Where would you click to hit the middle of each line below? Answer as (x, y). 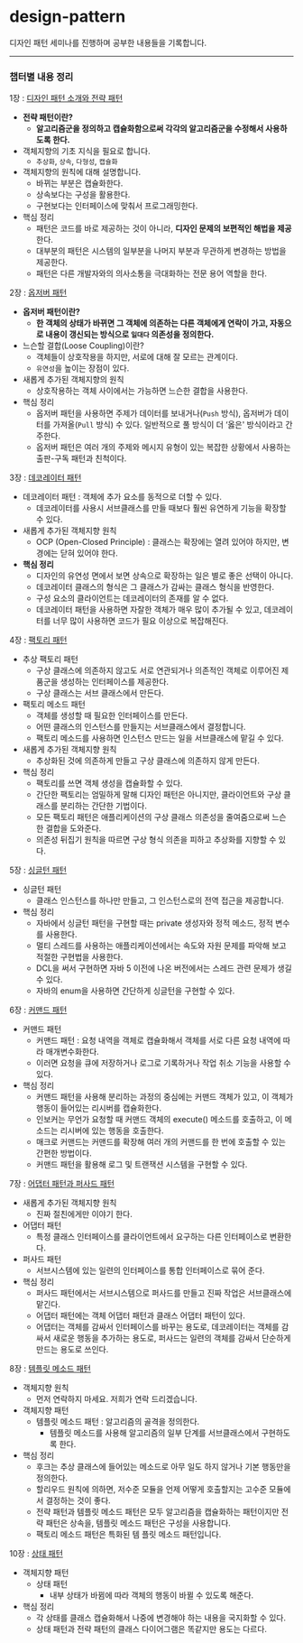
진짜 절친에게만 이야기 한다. (84, 1214)
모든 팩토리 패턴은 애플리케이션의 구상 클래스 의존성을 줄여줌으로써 (153, 817)
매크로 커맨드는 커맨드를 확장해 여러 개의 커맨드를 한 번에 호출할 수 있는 (161, 1142)
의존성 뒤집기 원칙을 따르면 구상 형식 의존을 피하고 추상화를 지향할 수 (156, 840)
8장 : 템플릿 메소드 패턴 (50, 1369)
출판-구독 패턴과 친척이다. (81, 458)
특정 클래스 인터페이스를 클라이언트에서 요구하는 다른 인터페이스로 (151, 1237)
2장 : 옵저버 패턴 (38, 293)
